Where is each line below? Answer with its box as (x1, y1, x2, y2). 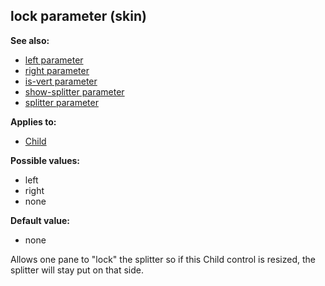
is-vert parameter (24, 75, 98, 87)
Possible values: (10, 154, 81, 166)
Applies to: (10, 115, 57, 128)
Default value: (10, 214, 70, 226)
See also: (10, 34, 50, 46)
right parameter (24, 64, 90, 76)
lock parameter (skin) (10, 8, 147, 25)
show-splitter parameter (24, 85, 125, 98)
